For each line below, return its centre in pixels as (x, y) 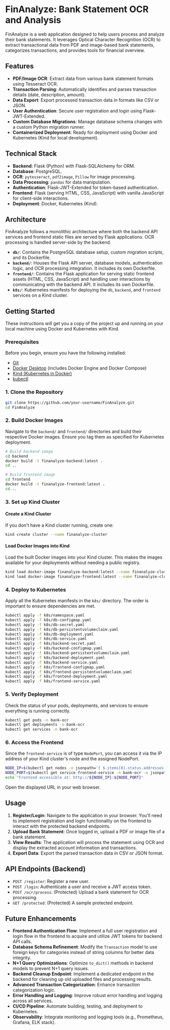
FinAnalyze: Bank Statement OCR (77, 9)
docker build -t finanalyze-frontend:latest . (55, 484)
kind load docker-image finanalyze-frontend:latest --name (69, 576)
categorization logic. (34, 990)
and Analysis (33, 20)
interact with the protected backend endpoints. (61, 826)
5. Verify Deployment (32, 694)
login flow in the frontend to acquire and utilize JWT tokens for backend (88, 936)
